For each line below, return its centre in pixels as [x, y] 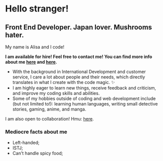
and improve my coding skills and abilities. [56, 93]
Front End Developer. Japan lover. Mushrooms [79, 27]
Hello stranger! [37, 9]
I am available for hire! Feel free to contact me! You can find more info [79, 56]
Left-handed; [26, 142]
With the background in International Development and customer [79, 71]
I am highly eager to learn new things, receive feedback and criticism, [84, 88]
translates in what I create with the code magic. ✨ [63, 82]
